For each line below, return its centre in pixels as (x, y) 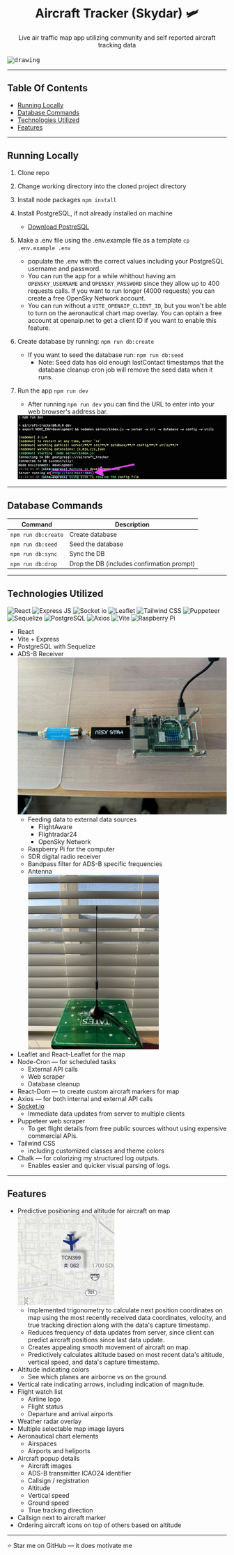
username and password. (64, 268)
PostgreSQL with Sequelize (56, 646)
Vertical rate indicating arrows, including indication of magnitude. (111, 1384)
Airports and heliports (59, 1450)
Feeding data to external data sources (82, 819)
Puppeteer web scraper (51, 1121)
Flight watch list (40, 1391)
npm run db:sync (34, 554)
